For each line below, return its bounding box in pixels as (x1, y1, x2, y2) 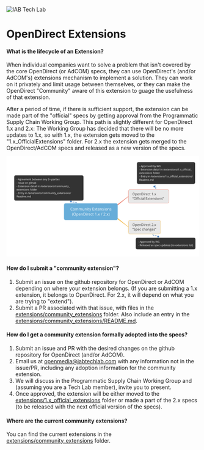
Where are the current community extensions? (6, 417, 128, 424)
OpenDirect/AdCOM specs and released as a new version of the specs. (6, 144, 186, 152)
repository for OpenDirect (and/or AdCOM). (15, 351, 125, 358)
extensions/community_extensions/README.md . (15, 317, 137, 324)
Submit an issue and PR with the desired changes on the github (15, 344, 175, 352)
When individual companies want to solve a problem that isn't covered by (6, 61, 191, 68)
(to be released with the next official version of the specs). (15, 403, 163, 410)
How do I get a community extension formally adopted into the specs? (6, 331, 188, 338)
